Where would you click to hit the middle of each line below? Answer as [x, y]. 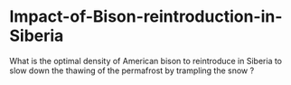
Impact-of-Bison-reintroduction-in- [146, 17]
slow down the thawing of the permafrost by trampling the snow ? [132, 71]
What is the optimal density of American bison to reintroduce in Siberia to [146, 61]
